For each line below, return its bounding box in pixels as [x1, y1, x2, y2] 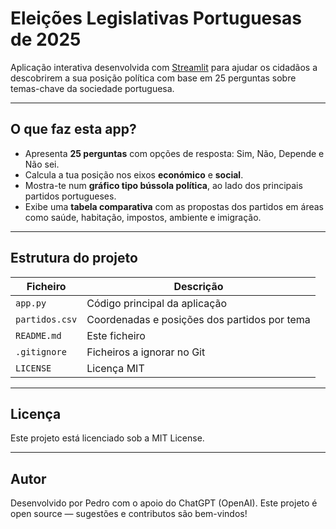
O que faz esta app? [10, 121, 137, 138]
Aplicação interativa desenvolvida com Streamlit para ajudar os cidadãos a [10, 61, 318, 73]
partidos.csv [15, 313, 78, 325]
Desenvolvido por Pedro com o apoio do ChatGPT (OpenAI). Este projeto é [10, 497, 318, 509]
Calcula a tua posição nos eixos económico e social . [24, 168, 244, 181]
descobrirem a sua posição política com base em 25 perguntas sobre [10, 72, 297, 84]
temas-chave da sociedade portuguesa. [10, 82, 175, 94]
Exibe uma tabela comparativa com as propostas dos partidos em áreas [24, 200, 324, 212]
